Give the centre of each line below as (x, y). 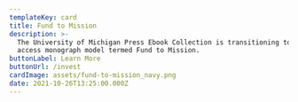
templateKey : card (43, 17)
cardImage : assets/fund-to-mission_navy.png (93, 75)
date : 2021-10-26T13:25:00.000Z (69, 83)
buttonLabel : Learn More (55, 59)
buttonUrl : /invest (45, 67)
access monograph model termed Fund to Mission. (109, 51)
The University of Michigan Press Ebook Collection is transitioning (148, 42)
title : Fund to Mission (53, 26)
